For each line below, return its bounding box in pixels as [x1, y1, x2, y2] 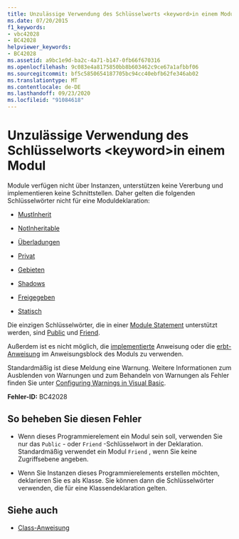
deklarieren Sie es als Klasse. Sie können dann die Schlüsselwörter [17, 476, 215, 485]
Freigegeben [17, 293, 55, 302]
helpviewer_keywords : [7, 43, 72, 51]
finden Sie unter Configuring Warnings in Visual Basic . [7, 379, 166, 387]
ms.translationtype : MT [7, 76, 78, 84]
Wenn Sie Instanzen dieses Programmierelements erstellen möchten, [17, 468, 220, 477]
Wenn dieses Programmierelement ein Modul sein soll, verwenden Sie [17, 432, 223, 441]
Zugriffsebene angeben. [17, 454, 89, 463]
